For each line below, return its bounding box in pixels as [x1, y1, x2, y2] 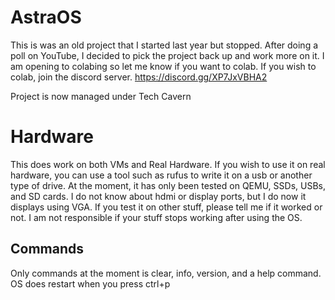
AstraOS [10, 6, 82, 29]
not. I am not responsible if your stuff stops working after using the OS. [10, 211, 303, 223]
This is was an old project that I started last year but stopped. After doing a [10, 39, 319, 51]
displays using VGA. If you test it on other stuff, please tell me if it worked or [10, 201, 323, 213]
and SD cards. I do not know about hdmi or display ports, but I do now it [10, 190, 307, 202]
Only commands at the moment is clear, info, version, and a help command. [10, 267, 322, 279]
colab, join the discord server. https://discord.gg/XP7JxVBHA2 [10, 71, 268, 83]
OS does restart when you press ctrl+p [10, 277, 171, 290]
